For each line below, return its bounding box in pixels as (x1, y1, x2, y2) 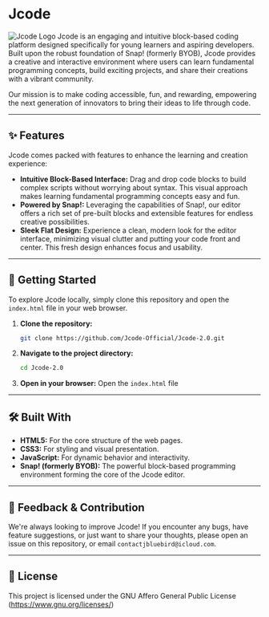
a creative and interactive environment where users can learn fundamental (8, 57, 255, 67)
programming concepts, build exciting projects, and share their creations (8, 65, 248, 75)
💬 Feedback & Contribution (8, 501, 146, 514)
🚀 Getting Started (8, 274, 97, 287)
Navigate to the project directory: (19, 348, 134, 358)
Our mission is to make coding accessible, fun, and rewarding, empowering (8, 89, 257, 99)
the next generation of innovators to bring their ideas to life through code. (8, 98, 251, 108)
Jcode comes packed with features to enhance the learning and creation (8, 150, 248, 160)
